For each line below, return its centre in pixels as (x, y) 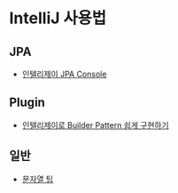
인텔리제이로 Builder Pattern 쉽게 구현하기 (96, 125)
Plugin (27, 103)
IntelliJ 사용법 (58, 18)
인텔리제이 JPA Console (64, 74)
